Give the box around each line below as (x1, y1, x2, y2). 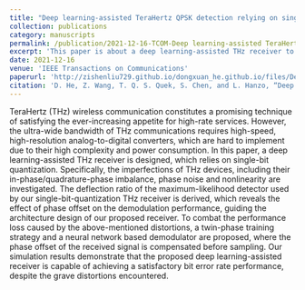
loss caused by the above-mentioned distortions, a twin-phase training (9, 222, 275, 233)
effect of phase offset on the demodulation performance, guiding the (9, 202, 267, 214)
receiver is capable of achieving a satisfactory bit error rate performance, (9, 260, 284, 271)
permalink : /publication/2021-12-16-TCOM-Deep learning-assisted (9, 38, 261, 48)
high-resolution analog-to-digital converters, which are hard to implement (9, 135, 285, 145)
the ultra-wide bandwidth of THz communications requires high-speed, (9, 125, 277, 136)
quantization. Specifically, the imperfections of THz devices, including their (9, 164, 290, 175)
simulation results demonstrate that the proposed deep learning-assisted (9, 251, 282, 262)
